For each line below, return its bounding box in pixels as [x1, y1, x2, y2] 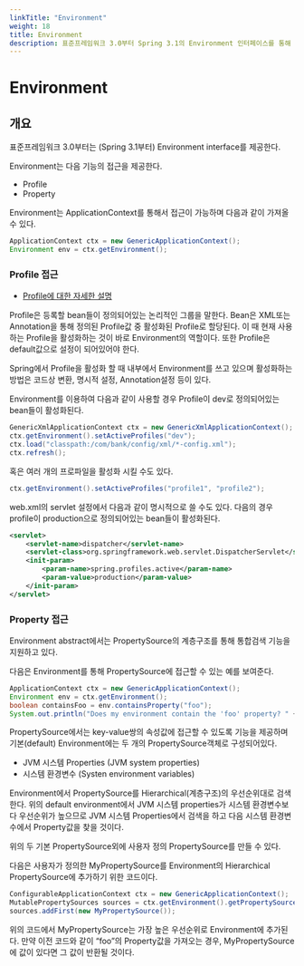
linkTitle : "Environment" [9, 13, 107, 23]
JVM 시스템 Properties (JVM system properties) [22, 758, 201, 768]
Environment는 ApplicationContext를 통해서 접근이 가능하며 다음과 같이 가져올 [9, 208, 290, 218]
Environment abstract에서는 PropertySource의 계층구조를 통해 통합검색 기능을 [9, 635, 291, 646]
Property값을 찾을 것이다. [33, 822, 124, 833]
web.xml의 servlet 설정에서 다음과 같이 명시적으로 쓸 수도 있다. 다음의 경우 [9, 501, 273, 512]
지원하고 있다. [9, 646, 59, 657]
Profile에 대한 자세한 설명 [22, 291, 113, 302]
